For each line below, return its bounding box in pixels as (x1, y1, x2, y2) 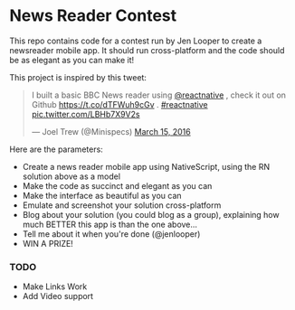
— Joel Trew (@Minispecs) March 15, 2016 (31, 126, 192, 136)
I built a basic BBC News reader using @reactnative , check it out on (31, 89, 287, 100)
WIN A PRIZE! (22, 238, 74, 249)
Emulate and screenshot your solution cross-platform (22, 200, 222, 211)
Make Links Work (22, 281, 88, 292)
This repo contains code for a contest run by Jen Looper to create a (9, 35, 262, 46)
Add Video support (22, 291, 93, 302)
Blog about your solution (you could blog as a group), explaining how (22, 209, 280, 220)
